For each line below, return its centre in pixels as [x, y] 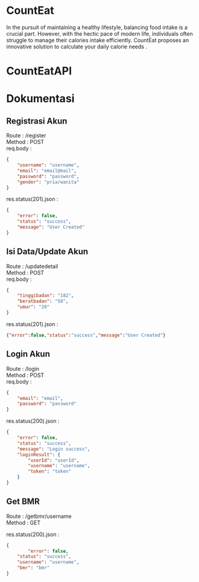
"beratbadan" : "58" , [43, 301]
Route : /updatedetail [32, 266]
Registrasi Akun [37, 121]
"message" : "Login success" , [54, 449]
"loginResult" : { [39, 454]
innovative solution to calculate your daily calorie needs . [77, 47]
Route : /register [26, 136]
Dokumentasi [40, 99]
